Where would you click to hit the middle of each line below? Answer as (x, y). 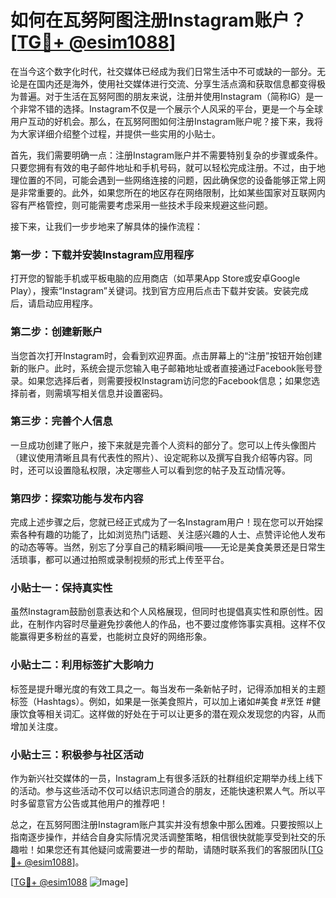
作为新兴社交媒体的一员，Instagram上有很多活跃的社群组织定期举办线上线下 (166, 778)
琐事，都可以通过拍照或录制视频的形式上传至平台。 (124, 560)
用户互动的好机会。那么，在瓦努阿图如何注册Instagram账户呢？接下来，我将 (166, 121)
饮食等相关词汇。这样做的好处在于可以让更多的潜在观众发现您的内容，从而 (172, 713)
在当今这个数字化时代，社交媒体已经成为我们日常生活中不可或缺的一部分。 (163, 71)
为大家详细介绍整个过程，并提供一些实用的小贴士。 (115, 133)
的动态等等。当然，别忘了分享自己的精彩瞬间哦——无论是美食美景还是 (155, 547)
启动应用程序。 (67, 303)
